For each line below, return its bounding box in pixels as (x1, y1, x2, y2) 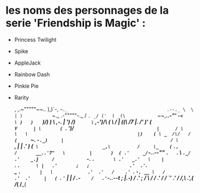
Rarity (14, 94, 29, 101)
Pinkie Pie (14, 82, 39, 90)
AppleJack (14, 59, 41, 66)
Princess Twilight (14, 36, 57, 43)
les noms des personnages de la (5, 4, 169, 17)
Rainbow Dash (14, 71, 50, 78)
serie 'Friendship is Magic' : (5, 16, 146, 30)
